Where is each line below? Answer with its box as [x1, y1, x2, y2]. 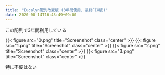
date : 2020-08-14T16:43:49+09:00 [5, 12, 77, 17]
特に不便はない [5, 64, 37, 70]
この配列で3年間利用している [5, 27, 67, 33]
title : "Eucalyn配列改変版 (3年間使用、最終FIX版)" [5, 7, 108, 13]
